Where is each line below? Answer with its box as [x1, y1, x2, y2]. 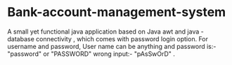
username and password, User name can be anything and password [7, 42, 205, 50]
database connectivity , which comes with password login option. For [7, 34, 209, 43]
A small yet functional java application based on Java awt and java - [7, 27, 204, 36]
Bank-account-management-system [7, 4, 226, 20]
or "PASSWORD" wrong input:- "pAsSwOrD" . [43, 50, 176, 58]
